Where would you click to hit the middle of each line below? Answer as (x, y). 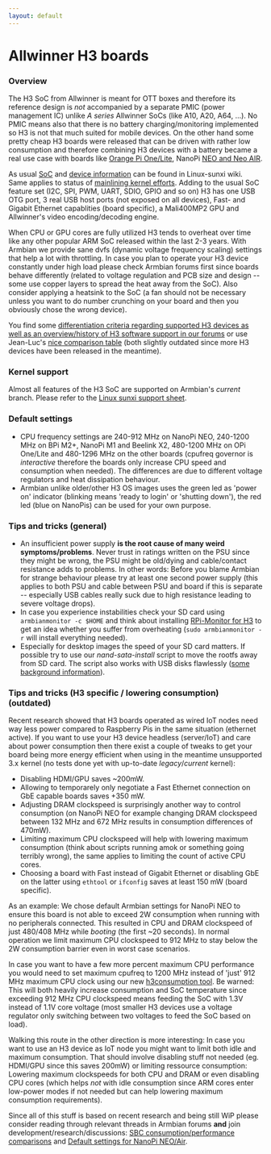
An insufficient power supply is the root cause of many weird (122, 544)
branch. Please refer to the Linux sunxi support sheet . (98, 398)
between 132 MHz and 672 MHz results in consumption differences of (136, 822)
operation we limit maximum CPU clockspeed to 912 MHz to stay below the (133, 940)
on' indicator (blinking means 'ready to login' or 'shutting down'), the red (141, 496)
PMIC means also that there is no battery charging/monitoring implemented (133, 124)
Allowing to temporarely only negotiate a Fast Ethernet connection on (135, 788)
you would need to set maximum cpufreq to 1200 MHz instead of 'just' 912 (132, 973)
